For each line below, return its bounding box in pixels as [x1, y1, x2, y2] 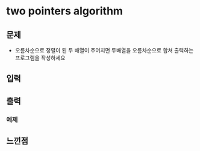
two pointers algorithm [6, 4, 123, 18]
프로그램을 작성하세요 [14, 54, 66, 61]
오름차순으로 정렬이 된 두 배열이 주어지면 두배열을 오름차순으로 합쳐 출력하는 [14, 47, 194, 54]
